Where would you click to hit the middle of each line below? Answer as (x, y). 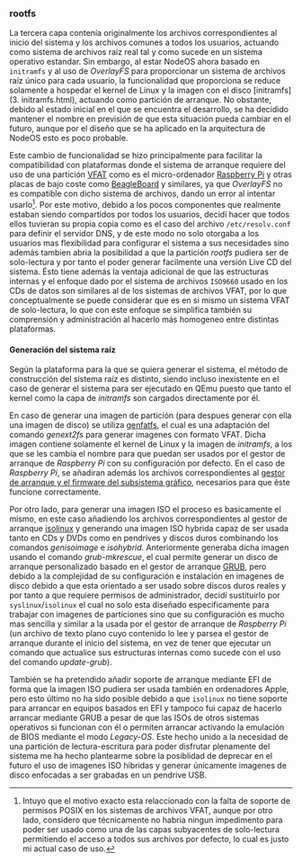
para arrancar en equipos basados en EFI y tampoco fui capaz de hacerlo (146, 708)
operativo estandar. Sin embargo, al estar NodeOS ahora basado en (135, 62)
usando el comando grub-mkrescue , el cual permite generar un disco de (144, 557)
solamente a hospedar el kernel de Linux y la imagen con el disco (130, 90)
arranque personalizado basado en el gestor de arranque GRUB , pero (138, 567)
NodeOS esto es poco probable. (69, 138)
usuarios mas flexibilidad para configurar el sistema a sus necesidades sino (149, 243)
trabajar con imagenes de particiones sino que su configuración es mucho (147, 615)
